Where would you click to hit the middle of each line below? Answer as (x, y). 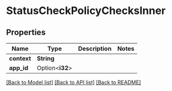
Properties (26, 32)
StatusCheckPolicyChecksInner (86, 11)
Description (95, 49)
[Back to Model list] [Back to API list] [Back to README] (74, 82)
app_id (19, 68)
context (20, 58)
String (46, 58)
